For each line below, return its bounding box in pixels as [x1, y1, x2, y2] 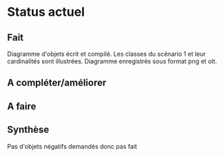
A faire [7, 101, 37, 112]
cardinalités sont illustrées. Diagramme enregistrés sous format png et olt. [7, 57, 217, 65]
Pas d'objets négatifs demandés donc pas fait [7, 142, 138, 150]
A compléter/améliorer [7, 77, 107, 89]
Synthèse [7, 124, 50, 136]
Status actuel [7, 4, 85, 20]
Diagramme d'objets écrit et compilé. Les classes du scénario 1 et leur [7, 50, 206, 58]
